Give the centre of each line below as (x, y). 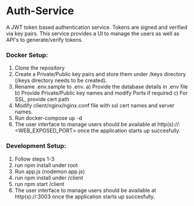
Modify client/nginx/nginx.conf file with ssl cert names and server (95, 106)
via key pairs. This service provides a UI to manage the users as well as (93, 33)
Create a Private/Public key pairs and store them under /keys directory (100, 74)
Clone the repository (40, 68)
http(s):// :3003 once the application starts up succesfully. (85, 197)
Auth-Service (40, 11)
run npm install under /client (49, 178)
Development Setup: (36, 146)
